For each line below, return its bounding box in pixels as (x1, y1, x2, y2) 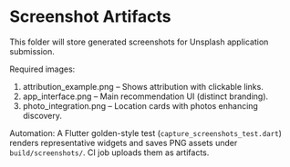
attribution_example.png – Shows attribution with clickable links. (22, 81, 264, 92)
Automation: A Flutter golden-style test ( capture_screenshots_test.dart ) (9, 127, 283, 138)
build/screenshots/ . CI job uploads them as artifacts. (9, 147, 210, 158)
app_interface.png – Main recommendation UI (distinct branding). (22, 91, 269, 102)
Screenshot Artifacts (9, 6, 171, 27)
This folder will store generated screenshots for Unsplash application (9, 36, 269, 47)
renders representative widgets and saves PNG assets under (9, 137, 238, 148)
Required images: (9, 64, 76, 74)
